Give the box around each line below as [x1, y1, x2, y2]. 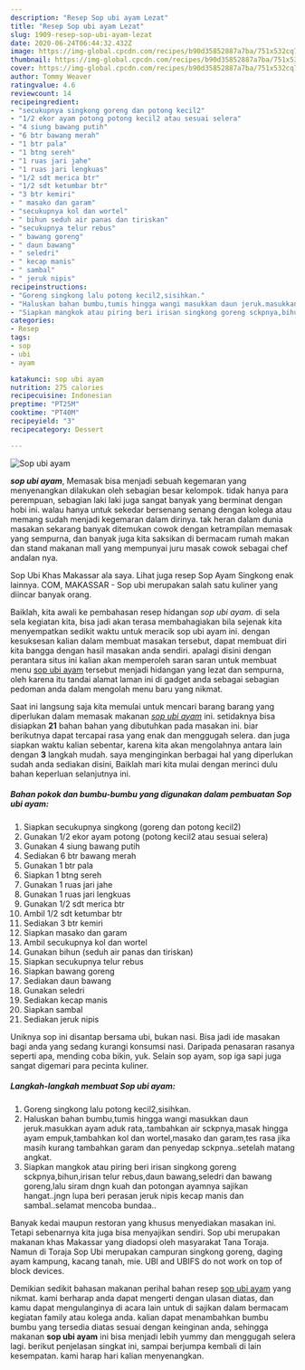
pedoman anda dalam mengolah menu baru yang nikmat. [10, 683, 224, 694]
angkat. [23, 1151, 52, 1163]
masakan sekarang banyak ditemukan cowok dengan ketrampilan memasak [10, 523, 293, 534]
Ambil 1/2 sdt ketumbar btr [23, 908, 123, 918]
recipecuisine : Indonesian [10, 391, 112, 401]
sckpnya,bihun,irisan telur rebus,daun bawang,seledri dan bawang [23, 1171, 272, 1182]
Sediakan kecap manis [23, 994, 108, 1005]
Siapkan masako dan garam [23, 927, 128, 937]
